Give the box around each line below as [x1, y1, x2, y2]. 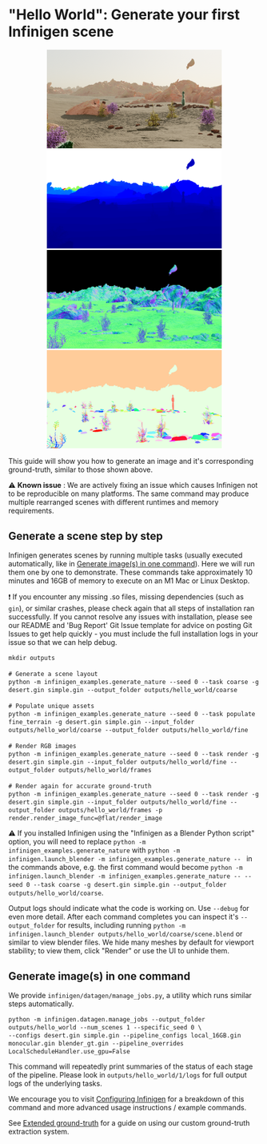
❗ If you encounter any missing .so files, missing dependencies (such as [8, 592, 244, 602]
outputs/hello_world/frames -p [58, 807, 162, 815]
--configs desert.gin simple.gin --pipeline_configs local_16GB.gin [8, 1032, 241, 1040]
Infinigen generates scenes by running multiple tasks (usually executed [8, 550, 243, 560]
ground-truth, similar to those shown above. [8, 465, 153, 474]
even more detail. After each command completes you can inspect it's [8, 912, 239, 922]
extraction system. [8, 1127, 70, 1137]
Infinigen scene [8, 22, 114, 41]
